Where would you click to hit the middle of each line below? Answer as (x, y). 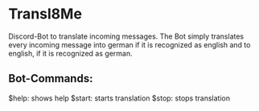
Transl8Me (45, 14)
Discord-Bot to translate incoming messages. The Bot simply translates (126, 36)
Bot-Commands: (51, 78)
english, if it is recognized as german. (70, 53)
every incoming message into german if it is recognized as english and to (129, 44)
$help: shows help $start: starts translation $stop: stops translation (119, 98)
